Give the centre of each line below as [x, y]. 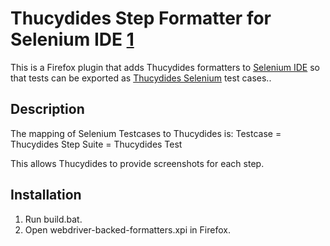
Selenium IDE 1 [72, 39]
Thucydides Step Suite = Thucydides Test [96, 144]
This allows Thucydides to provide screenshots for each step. [137, 163]
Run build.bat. [53, 219]
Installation [46, 195]
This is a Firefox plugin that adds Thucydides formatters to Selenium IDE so [165, 67]
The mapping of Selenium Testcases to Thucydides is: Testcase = [146, 133]
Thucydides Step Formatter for [141, 18]
